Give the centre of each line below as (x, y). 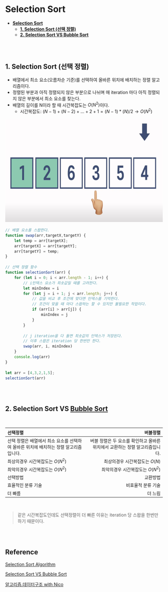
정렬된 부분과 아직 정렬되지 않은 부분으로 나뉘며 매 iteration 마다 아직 (79, 92)
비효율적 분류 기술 (143, 485)
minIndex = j (54, 315)
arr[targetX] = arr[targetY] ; (46, 246)
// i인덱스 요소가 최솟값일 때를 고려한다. (61, 283)
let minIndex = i (41, 288)
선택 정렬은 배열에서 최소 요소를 (38, 441)
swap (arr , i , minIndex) (48, 347)
